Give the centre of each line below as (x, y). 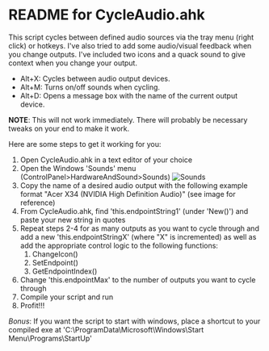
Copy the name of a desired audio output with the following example (134, 185)
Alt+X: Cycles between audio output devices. (95, 78)
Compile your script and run (67, 297)
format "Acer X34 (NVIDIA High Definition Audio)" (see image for (128, 194)
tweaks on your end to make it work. (69, 128)
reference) (38, 203)
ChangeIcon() (55, 254)
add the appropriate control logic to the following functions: (119, 245)
